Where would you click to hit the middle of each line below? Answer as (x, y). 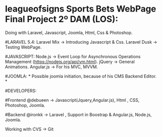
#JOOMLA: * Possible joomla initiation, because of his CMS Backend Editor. (81, 76)
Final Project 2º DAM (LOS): (62, 19)
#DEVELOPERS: (21, 91)
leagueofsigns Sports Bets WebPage (81, 9)
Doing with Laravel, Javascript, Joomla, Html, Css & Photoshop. (69, 32)
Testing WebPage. (23, 47)
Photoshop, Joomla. (25, 105)
